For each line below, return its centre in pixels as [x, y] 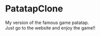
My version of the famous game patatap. [47, 22]
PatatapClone [34, 9]
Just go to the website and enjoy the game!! [50, 27]
